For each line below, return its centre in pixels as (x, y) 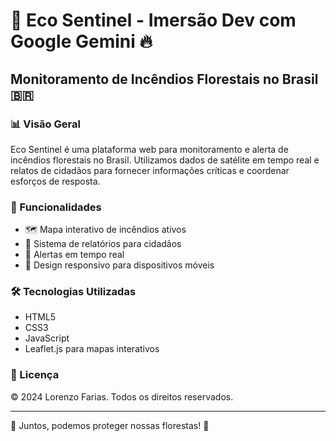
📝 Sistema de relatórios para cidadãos (103, 244)
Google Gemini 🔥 (81, 41)
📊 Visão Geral (45, 124)
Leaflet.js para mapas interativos (92, 349)
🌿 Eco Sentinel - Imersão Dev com (153, 20)
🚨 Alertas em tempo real (74, 255)
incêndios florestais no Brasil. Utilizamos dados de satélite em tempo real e (165, 160)
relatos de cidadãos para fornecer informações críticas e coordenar (150, 170)
